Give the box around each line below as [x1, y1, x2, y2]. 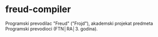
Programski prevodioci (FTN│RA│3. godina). [5, 25, 98, 31]
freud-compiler [5, 4, 71, 15]
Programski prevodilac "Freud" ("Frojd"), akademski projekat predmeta [5, 20, 153, 26]
